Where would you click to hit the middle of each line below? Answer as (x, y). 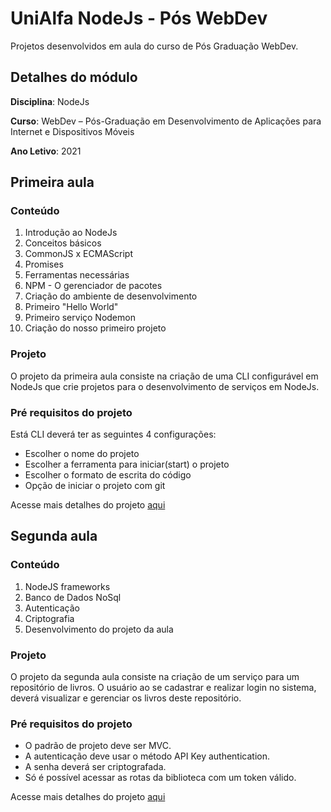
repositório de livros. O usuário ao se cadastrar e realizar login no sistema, (163, 688)
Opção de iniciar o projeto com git (95, 486)
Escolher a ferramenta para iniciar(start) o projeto (127, 464)
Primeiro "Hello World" (71, 307)
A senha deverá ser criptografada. (95, 767)
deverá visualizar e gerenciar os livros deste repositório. (126, 698)
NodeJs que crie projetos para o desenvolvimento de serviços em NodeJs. (165, 386)
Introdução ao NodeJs (71, 233)
